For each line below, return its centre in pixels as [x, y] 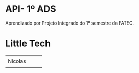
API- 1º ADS [31, 9]
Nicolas [17, 61]
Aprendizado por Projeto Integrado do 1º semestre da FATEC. [70, 23]
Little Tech [28, 44]
